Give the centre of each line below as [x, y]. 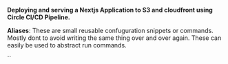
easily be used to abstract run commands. [67, 45]
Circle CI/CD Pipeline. [39, 17]
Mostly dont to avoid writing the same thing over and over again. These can [114, 38]
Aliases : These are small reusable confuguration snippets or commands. [110, 31]
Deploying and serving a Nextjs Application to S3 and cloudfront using [110, 10]
